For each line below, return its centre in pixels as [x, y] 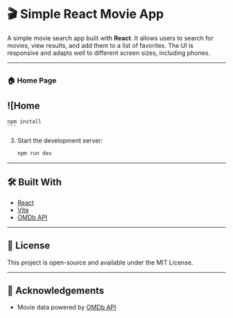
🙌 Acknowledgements [56, 291]
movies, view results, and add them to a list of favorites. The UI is [101, 45]
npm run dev [34, 153]
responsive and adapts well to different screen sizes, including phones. [109, 53]
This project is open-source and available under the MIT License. [100, 262]
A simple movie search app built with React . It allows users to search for [110, 38]
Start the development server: [60, 141]
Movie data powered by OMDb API [67, 308]
